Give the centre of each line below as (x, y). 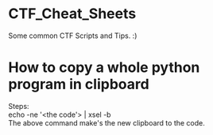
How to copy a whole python (104, 67)
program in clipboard (79, 84)
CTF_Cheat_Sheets (72, 14)
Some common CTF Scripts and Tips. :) (73, 36)
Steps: (19, 106)
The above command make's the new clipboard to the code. (106, 122)
